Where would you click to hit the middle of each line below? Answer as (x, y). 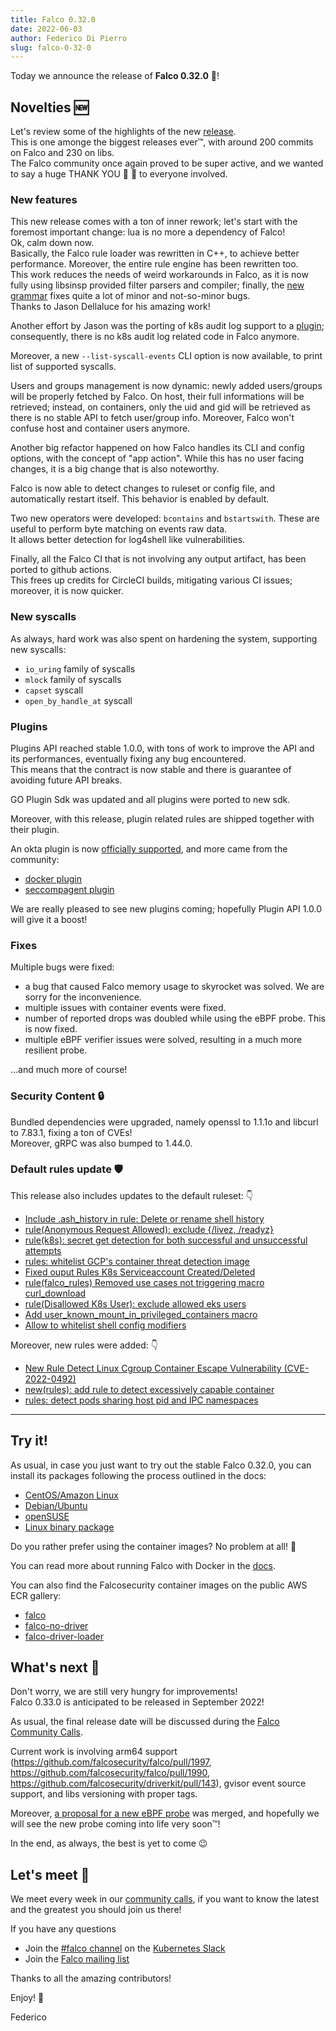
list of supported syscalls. (63, 367)
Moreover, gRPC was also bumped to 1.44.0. (101, 1143)
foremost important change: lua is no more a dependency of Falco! (148, 232)
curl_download (55, 1293)
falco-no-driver (56, 1625)
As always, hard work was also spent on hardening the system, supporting (164, 638)
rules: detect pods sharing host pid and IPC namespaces (141, 1400)
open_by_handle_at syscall (78, 700)
